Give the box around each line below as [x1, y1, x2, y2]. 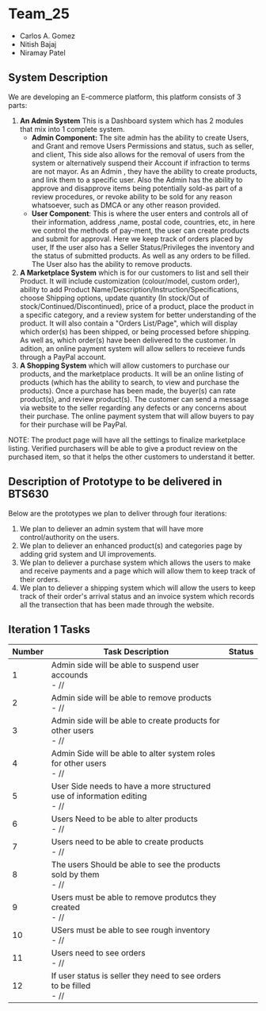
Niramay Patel [19, 48, 66, 57]
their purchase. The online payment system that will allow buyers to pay [19, 411, 255, 421]
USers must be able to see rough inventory [51, 924, 211, 936]
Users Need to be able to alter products [51, 813, 198, 824]
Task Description [103, 646, 169, 658]
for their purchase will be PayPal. [19, 419, 128, 429]
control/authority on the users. [19, 532, 120, 542]
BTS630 [8, 488, 49, 501]
